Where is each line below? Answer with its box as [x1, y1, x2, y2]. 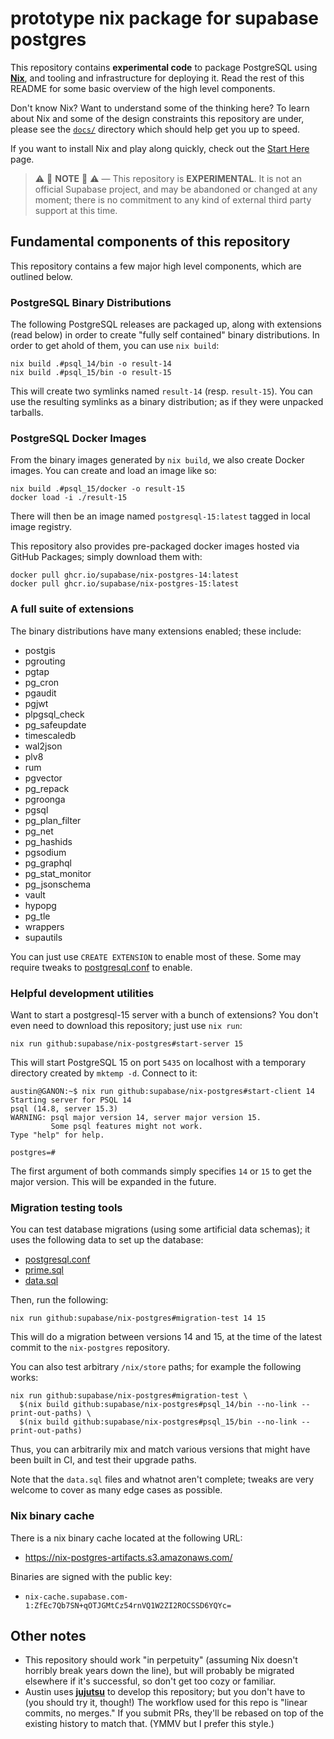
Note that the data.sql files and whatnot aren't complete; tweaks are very [10, 1473, 315, 1486]
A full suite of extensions [10, 602, 135, 616]
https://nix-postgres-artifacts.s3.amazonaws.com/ [24, 1551, 233, 1563]
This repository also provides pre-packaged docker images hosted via [10, 540, 300, 552]
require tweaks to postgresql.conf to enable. [10, 961, 193, 973]
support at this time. [34, 204, 118, 216]
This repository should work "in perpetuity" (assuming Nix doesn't [24, 1654, 298, 1666]
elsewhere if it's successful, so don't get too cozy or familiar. [24, 1675, 277, 1687]
